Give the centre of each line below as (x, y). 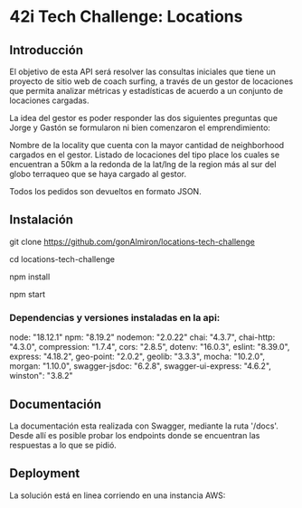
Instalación (42, 220)
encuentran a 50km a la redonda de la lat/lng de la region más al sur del (143, 164)
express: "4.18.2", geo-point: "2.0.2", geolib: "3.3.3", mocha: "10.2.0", (137, 357)
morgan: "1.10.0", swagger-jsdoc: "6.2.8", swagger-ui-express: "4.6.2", (140, 366)
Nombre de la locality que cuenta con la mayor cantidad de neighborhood (147, 145)
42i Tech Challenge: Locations (126, 17)
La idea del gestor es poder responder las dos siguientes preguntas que (144, 118)
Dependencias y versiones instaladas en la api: (115, 317)
